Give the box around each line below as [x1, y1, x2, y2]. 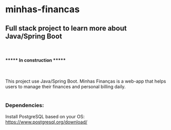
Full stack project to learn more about [5, 24, 127, 33]
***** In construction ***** [5, 57, 66, 63]
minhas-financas [5, 4, 80, 15]
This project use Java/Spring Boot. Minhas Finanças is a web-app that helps [5, 78, 166, 85]
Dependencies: [5, 102, 45, 109]
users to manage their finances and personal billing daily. [5, 84, 126, 90]
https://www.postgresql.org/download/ [5, 119, 88, 125]
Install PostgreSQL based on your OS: [5, 113, 85, 119]
